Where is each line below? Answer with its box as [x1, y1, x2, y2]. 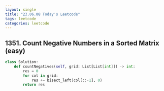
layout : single [5, 7, 36, 12]
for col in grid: [23, 73, 58, 78]
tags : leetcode [5, 16, 36, 21]
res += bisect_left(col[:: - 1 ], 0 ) [31, 78, 102, 83]
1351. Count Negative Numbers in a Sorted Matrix [5, 39, 160, 47]
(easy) [5, 46, 26, 55]
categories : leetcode [5, 21, 50, 26]
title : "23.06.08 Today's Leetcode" [5, 12, 80, 17]
